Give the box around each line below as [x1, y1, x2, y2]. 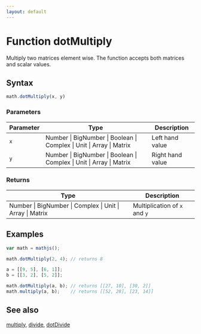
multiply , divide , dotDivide [6, 321, 71, 328]
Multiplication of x [132, 201, 184, 210]
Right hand [151, 151, 182, 159]
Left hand [151, 133, 179, 142]
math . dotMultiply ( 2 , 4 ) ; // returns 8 [6, 256, 103, 262]
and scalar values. [6, 60, 51, 68]
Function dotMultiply [6, 34, 112, 48]
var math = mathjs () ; [6, 245, 60, 251]
